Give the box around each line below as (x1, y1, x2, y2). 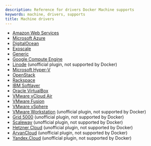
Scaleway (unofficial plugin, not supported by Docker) (12, 119, 123, 125)
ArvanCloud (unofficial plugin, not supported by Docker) (12, 130, 128, 136)
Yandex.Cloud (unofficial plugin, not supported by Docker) (12, 135, 132, 141)
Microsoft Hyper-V (12, 67, 51, 73)
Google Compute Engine (12, 56, 63, 62)
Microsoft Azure (12, 35, 46, 41)
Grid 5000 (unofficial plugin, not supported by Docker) (12, 114, 124, 120)
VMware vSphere (12, 103, 48, 109)
